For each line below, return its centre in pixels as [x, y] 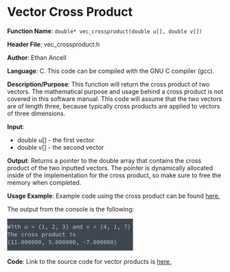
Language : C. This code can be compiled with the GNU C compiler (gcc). [111, 71]
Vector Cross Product [70, 12]
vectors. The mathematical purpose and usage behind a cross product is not [115, 91]
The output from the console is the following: [71, 209]
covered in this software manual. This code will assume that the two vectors [115, 99]
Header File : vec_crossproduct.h [54, 44]
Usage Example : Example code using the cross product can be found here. [114, 196]
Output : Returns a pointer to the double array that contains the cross [104, 160]
